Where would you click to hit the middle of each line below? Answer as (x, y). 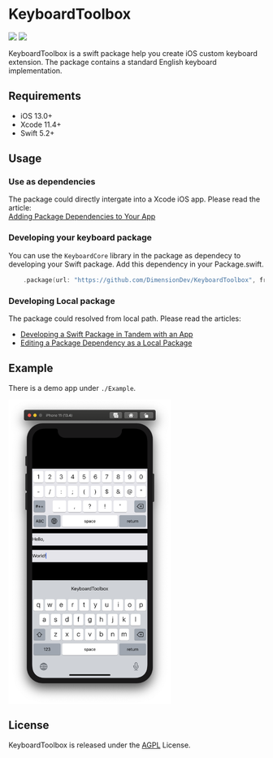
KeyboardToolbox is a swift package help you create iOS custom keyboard (133, 53)
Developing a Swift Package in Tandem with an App (106, 334)
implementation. (35, 71)
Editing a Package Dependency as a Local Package (106, 343)
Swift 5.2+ (37, 133)
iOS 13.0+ (36, 115)
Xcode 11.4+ (41, 124)
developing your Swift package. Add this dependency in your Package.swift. (136, 264)
